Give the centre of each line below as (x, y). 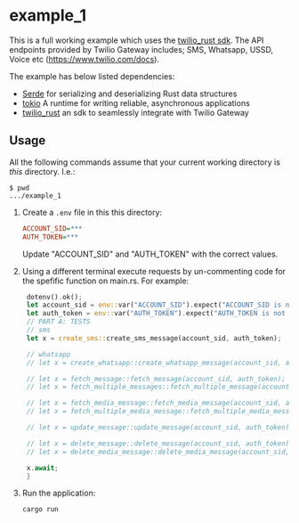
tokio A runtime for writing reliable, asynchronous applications (136, 102)
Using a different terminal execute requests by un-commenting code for (154, 271)
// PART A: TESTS (58, 322)
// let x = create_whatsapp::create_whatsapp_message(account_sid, (154, 363)
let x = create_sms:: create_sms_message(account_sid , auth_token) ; (154, 338)
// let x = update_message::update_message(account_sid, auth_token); (160, 428)
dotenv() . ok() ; (54, 297)
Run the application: (59, 493)
